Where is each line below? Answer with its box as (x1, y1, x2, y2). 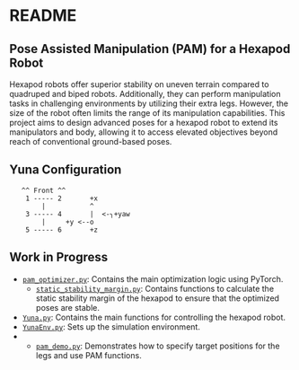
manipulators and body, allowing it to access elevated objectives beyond (9, 127, 278, 137)
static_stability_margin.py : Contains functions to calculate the (35, 283, 275, 294)
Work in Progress (9, 250, 109, 265)
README (9, 5, 77, 26)
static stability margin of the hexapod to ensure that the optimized (35, 293, 280, 304)
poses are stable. (35, 302, 101, 313)
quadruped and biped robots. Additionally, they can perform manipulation (9, 89, 281, 99)
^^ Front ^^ (21, 186, 66, 195)
